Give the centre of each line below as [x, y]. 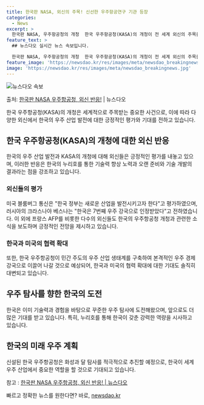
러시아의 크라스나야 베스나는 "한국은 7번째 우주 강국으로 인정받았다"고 [89, 211]
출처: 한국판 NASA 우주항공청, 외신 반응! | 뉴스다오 [66, 99]
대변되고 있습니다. [28, 273]
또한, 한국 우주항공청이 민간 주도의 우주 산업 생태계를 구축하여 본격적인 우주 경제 [101, 258]
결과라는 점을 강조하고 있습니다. [44, 171]
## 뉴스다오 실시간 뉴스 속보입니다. [50, 46]
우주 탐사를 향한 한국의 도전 [54, 294]
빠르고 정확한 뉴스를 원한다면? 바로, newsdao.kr [63, 395]
